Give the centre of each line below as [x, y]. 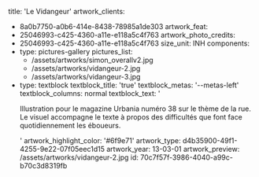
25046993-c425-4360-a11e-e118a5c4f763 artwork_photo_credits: [128, 35]
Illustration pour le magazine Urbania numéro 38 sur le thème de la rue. [135, 109]
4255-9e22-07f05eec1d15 [62, 149]
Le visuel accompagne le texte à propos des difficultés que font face [131, 117]
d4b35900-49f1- [210, 140]
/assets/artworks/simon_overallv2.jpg [92, 60]
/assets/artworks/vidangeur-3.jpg [86, 77]
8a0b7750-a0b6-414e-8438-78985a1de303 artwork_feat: [114, 26]
